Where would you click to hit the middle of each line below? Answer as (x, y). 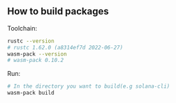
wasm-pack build (31, 93)
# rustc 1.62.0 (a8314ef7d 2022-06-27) (65, 47)
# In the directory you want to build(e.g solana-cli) (89, 86)
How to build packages (58, 11)
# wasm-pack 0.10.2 (36, 61)
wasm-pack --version (37, 54)
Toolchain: (22, 28)
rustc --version (31, 41)
